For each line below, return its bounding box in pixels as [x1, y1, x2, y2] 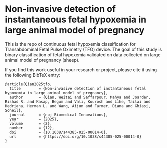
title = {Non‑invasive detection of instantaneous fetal [9, 86, 146, 91]
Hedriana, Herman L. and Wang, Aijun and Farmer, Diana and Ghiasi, [5, 103, 151, 108]
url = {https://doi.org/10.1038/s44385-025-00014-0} [9, 134, 142, 139]
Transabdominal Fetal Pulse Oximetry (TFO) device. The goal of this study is [5, 46, 162, 52]
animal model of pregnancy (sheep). [5, 57, 80, 63]
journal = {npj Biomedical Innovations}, [9, 112, 108, 117]
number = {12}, [9, 125, 55, 130]
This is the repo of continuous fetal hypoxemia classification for [5, 41, 136, 47]
